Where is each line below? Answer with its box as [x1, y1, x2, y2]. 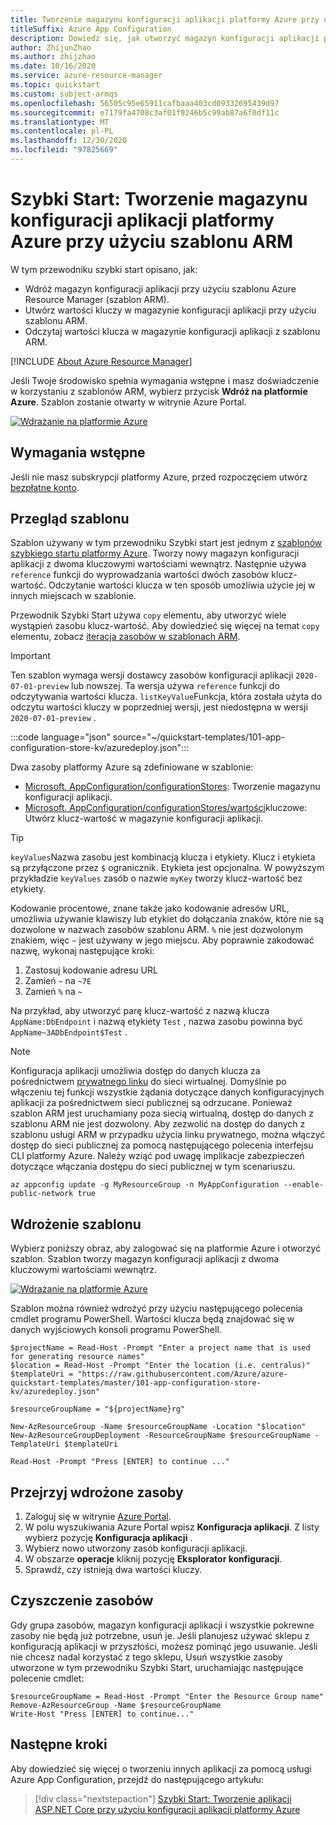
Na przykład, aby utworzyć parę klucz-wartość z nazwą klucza [10, 1005, 270, 1017]
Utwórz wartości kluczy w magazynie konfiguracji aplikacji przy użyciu [24, 304, 317, 316]
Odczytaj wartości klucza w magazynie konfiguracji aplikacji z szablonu [24, 325, 321, 337]
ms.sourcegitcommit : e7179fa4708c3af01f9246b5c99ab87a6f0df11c [10, 107, 280, 118]
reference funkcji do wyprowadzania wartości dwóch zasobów [10, 569, 270, 581]
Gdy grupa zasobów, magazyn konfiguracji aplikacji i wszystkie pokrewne [10, 1619, 315, 1631]
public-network [10, 1189, 74, 1199]
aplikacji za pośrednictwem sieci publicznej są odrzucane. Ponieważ [10, 1097, 293, 1109]
